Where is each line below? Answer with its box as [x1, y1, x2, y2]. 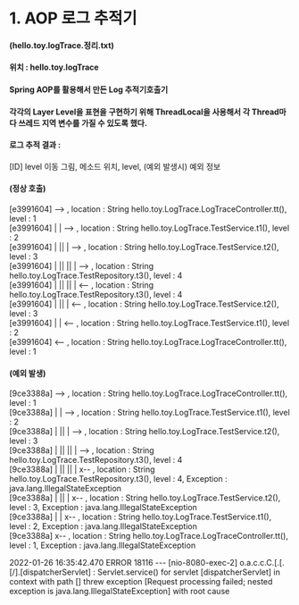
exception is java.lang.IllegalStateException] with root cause [9, 586, 230, 597]
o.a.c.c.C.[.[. [239, 558, 285, 568]
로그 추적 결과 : [9, 139, 61, 150]
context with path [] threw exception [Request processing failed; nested [9, 576, 273, 587]
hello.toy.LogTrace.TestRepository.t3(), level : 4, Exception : [9, 474, 228, 484]
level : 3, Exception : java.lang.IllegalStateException [9, 502, 198, 513]
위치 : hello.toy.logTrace [9, 62, 100, 72]
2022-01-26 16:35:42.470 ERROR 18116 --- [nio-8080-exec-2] [9, 558, 238, 568]
